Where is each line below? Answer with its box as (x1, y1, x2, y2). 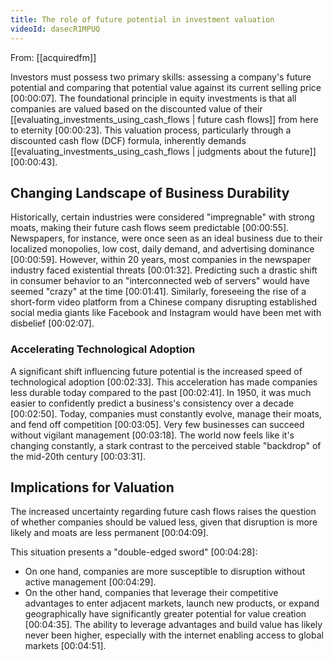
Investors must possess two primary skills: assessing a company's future (10, 71, 312, 83)
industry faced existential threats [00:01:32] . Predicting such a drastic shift (10, 264, 318, 276)
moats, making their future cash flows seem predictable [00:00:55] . (10, 222, 290, 234)
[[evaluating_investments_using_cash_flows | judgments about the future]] (10, 145, 317, 157)
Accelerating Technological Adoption (10, 342, 196, 356)
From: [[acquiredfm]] (10, 51, 97, 63)
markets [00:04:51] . (24, 640, 107, 652)
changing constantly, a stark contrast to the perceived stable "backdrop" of (10, 439, 322, 451)
